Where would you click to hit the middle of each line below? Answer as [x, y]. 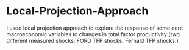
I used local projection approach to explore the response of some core [95, 28]
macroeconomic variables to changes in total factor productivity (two [93, 34]
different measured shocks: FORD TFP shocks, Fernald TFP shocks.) [92, 40]
